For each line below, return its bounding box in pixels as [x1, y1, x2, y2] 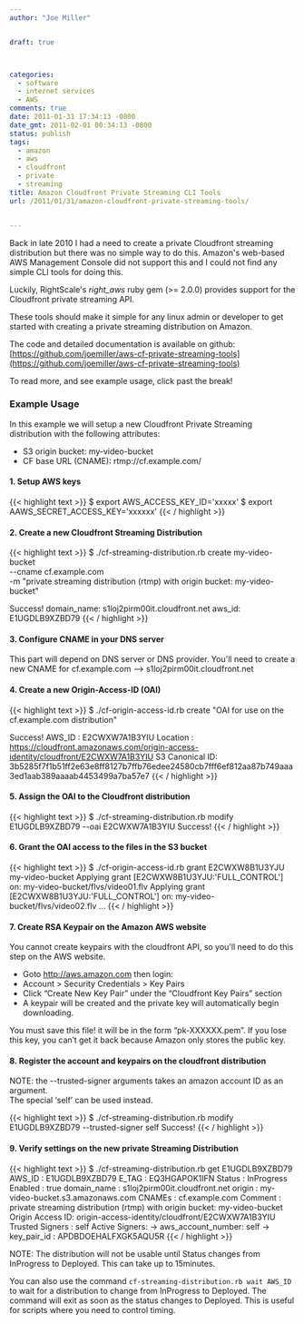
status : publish [9, 129, 71, 138]
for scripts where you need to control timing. [9, 1304, 176, 1315]
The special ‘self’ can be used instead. [9, 1095, 153, 1106]
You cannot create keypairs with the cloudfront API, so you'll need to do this [9, 942, 294, 953]
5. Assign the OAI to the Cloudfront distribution [9, 791, 191, 802]
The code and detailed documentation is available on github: [9, 338, 236, 350]
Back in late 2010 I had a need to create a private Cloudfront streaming [9, 237, 274, 248]
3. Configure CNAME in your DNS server [9, 633, 165, 645]
